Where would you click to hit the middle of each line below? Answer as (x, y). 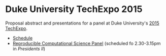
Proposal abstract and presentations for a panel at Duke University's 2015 (82, 23)
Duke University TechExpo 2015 (74, 9)
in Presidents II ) (29, 48)
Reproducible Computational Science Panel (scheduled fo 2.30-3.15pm (87, 43)
